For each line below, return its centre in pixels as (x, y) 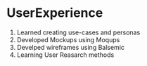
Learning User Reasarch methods (65, 55)
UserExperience (55, 13)
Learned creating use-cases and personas (78, 32)
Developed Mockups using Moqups (68, 39)
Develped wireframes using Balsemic (70, 47)
